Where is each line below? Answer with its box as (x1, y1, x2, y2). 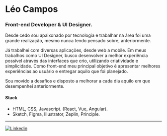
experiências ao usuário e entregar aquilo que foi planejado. (5, 68, 128, 74)
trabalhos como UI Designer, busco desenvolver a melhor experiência (5, 53, 148, 59)
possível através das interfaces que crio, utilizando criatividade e (5, 58, 138, 64)
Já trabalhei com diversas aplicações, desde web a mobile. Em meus (5, 47, 147, 53)
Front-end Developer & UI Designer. (5, 21, 93, 28)
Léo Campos (5, 3, 58, 15)
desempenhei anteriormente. (5, 83, 65, 89)
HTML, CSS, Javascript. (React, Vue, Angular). (12, 106, 108, 112)
